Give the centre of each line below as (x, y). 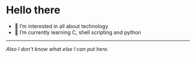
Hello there (33, 10)
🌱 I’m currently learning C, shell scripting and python (78, 32)
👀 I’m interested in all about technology (61, 26)
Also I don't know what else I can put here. (57, 49)
